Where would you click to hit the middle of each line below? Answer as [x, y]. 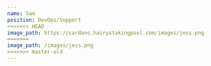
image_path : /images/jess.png [51, 45]
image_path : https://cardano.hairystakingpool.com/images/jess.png [106, 33]
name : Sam [21, 13]
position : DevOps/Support [44, 20]
